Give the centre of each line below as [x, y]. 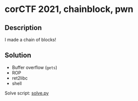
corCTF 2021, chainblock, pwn [69, 9]
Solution [18, 55]
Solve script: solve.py [27, 93]
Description [23, 28]
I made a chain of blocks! [30, 39]
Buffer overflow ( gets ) [35, 67]
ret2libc [20, 78]
